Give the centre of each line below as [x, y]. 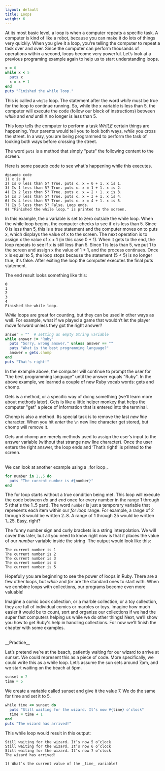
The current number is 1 [31, 550]
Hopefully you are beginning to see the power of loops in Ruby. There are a [81, 576]
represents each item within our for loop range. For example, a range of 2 [80, 510]
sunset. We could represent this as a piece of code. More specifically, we [80, 657]
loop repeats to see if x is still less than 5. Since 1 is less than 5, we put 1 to [81, 245]
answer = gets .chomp [31, 353]
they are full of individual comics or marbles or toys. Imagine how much [78, 607]
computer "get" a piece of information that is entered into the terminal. [77, 407]
